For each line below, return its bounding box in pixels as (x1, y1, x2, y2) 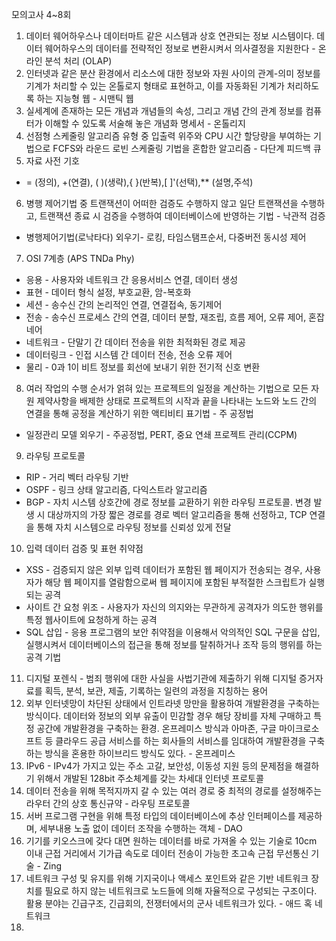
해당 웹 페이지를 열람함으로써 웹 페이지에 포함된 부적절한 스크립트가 (44, 576, 307, 588)
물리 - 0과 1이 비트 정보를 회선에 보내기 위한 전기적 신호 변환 (25, 361, 261, 373)
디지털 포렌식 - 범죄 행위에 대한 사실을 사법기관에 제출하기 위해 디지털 (25, 673, 298, 684)
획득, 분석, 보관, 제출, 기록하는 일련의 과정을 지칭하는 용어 (44, 685, 269, 697)
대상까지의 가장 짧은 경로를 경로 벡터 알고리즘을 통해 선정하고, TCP (47, 509, 308, 520)
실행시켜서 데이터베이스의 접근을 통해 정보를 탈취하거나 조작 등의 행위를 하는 (25, 639, 323, 650)
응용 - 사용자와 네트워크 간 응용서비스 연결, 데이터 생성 (25, 274, 239, 285)
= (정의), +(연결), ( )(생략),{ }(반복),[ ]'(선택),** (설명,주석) (25, 176, 254, 188)
